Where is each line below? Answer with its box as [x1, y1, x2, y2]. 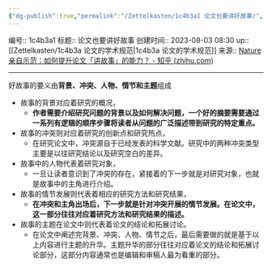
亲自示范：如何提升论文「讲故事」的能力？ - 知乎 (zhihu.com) [8, 55, 215, 65]
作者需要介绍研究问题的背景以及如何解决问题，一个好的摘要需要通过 [32, 107, 260, 118]
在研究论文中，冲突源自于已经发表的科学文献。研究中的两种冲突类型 [32, 138, 260, 148]
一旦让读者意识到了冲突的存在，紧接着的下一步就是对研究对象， [32, 168, 245, 179]
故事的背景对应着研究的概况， [19, 97, 120, 107]
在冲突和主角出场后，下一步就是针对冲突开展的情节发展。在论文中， [32, 199, 260, 209]
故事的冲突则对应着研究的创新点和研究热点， [19, 127, 170, 138]
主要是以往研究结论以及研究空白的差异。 [32, 148, 168, 158]
